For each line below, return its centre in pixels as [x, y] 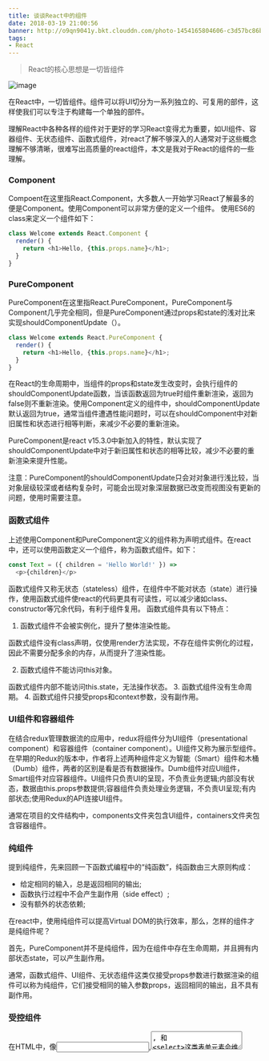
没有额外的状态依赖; [53, 904]
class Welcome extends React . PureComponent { [85, 338]
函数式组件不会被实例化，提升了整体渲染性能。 [97, 625]
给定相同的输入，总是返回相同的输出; [81, 884]
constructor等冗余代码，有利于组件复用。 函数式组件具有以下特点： [120, 609]
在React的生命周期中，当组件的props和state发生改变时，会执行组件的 [123, 384]
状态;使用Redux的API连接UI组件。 [71, 798]
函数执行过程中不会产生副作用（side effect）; [94, 894]
